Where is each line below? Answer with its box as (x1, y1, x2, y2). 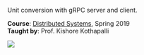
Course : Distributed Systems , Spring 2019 (7, 19, 131, 27)
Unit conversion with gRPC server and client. (7, 6, 138, 14)
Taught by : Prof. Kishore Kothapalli (7, 27, 109, 35)
